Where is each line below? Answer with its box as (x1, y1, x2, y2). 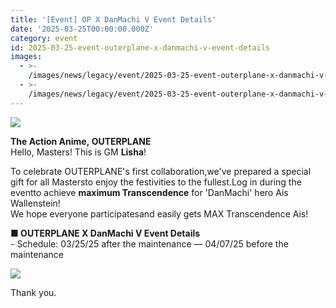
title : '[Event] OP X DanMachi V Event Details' (10, 14, 217, 25)
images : (10, 52, 43, 62)
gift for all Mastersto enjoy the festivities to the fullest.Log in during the (10, 176, 302, 188)
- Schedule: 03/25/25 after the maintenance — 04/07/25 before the (10, 237, 289, 250)
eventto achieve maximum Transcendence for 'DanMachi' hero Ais (10, 186, 289, 198)
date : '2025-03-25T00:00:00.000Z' (10, 24, 155, 34)
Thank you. (10, 286, 57, 298)
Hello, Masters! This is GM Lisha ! (10, 146, 147, 158)
